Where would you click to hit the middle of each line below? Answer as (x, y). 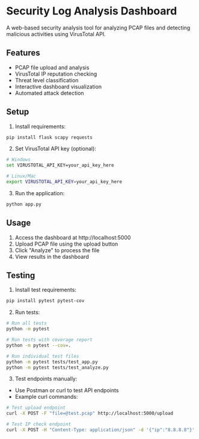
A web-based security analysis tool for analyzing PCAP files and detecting (98, 28)
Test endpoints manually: (46, 379)
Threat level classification (47, 80)
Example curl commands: (46, 397)
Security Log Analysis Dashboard (92, 11)
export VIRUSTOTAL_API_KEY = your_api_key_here (64, 182)
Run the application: (40, 193)
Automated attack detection (49, 93)
